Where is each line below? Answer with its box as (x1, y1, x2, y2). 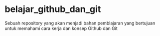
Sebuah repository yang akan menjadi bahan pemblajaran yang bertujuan (4, 20, 156, 26)
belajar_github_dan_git (4, 3, 101, 15)
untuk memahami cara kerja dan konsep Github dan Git (4, 25, 118, 31)
